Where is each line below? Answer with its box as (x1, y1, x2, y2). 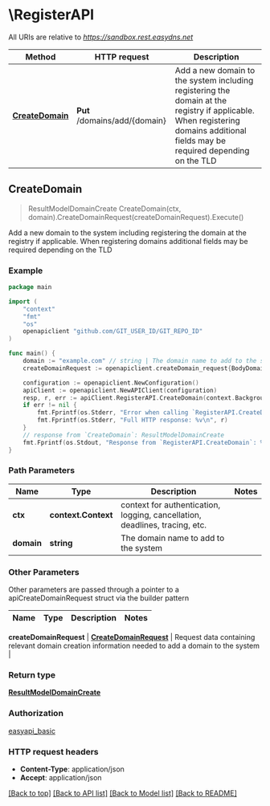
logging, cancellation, (120, 509, 202, 520)
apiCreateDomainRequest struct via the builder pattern (8, 593, 190, 603)
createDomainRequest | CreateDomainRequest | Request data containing (8, 633, 256, 642)
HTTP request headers (8, 746, 99, 757)
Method (25, 51, 56, 62)
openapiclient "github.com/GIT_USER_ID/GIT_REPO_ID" (22, 328, 203, 336)
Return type (8, 670, 56, 681)
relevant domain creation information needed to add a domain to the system (8, 641, 260, 651)
